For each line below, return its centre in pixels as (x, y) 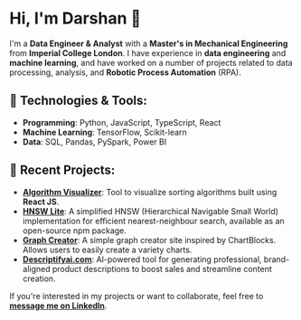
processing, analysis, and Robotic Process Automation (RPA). (126, 72)
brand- (277, 259)
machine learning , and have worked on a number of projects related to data (151, 62)
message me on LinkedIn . (58, 306)
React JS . (41, 202)
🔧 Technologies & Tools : (78, 101)
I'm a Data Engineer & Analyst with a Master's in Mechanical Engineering (149, 43)
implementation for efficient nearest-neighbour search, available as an (153, 221)
